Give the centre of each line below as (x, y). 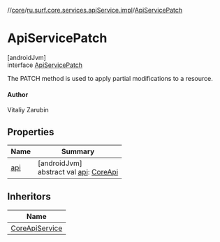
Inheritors (29, 197)
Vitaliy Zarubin (28, 110)
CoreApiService (37, 228)
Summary (78, 151)
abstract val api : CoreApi (78, 172)
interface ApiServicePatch (45, 65)
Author (18, 94)
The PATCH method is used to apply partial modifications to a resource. (110, 78)
